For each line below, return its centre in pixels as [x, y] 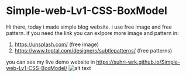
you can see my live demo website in [51, 62]
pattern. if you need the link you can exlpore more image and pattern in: [93, 33]
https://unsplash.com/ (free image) [57, 44]
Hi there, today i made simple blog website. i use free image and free [89, 27]
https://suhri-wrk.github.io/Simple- [138, 62]
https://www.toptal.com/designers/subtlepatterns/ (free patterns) [93, 50]
